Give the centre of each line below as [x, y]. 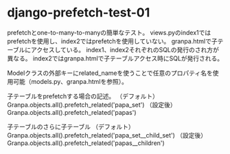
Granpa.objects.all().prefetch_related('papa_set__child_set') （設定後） [107, 135]
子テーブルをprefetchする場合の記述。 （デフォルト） [83, 96]
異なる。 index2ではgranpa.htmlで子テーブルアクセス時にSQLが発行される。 [115, 58]
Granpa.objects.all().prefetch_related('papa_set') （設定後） [92, 104]
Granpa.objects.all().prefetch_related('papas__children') [86, 143]
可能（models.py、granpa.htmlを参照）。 [70, 81]
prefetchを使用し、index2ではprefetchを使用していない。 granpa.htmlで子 [112, 41]
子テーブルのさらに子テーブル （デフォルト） [71, 126]
